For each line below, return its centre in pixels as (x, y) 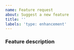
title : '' (16, 19)
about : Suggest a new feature (37, 15)
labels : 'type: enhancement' (36, 24)
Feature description (30, 42)
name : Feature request (29, 10)
